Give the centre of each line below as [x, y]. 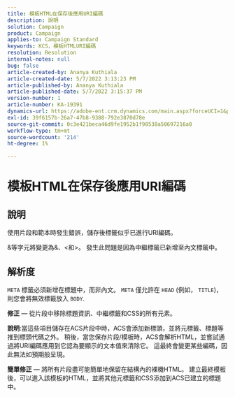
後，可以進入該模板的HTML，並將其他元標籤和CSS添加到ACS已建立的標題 [114, 377]
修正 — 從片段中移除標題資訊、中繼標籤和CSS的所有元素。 [92, 313]
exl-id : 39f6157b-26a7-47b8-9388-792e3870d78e [76, 117]
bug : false [23, 66]
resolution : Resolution [42, 53]
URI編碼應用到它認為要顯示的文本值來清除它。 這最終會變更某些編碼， [120, 345]
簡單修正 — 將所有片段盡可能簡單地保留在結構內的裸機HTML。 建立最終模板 [116, 369]
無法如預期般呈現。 [41, 354]
